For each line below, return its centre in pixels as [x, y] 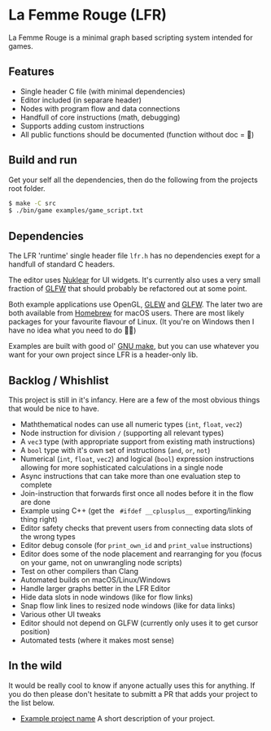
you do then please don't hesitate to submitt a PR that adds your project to [133, 694]
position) [35, 631]
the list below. [32, 703]
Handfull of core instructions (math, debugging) [100, 117]
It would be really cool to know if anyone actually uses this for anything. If [132, 685]
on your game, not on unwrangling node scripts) [101, 562]
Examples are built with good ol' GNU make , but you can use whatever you [134, 346]
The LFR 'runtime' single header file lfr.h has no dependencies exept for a [134, 256]
